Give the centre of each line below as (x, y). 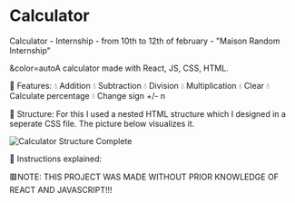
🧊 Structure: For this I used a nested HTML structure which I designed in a (147, 113)
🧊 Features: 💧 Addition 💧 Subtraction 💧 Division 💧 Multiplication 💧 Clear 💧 (140, 85)
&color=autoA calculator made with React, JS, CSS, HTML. (119, 68)
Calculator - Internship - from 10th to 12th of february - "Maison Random (145, 41)
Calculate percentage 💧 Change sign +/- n (88, 95)
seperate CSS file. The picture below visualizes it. (102, 123)
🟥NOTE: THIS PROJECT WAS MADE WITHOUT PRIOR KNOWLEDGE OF (144, 177)
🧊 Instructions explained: (56, 159)
